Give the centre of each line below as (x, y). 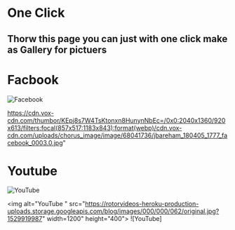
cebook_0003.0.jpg (35, 142)
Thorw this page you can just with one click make (117, 39)
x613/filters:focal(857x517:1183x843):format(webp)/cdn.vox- (95, 128)
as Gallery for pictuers (57, 49)
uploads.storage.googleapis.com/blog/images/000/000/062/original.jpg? (113, 211)
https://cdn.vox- (31, 113)
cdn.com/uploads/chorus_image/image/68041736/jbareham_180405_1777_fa (117, 135)
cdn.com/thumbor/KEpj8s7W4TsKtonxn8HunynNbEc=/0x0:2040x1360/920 (116, 120)
